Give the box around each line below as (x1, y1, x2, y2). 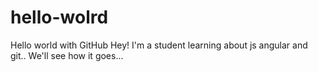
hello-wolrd (10, 6, 109, 29)
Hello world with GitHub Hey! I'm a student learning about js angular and (10, 39, 308, 51)
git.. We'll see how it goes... (10, 49, 124, 61)
